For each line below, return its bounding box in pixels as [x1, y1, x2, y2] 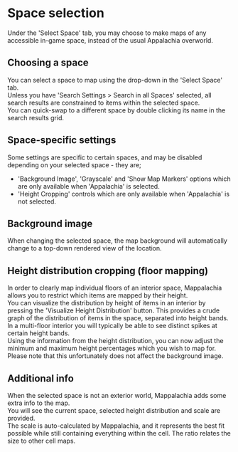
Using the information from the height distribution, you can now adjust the [7, 337, 224, 345]
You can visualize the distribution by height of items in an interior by [7, 299, 206, 308]
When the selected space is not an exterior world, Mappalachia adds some [7, 391, 227, 399]
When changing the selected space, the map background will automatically [7, 236, 227, 245]
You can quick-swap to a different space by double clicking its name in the [7, 105, 226, 115]
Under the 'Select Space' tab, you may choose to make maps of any [7, 28, 207, 37]
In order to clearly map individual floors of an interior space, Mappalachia [7, 283, 222, 293]
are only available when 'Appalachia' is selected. [17, 182, 160, 190]
